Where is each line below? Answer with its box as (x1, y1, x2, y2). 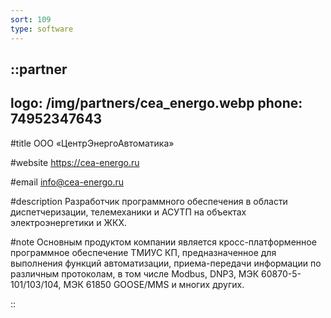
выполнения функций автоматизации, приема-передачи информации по (10, 257, 322, 269)
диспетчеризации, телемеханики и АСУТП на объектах (10, 206, 247, 218)
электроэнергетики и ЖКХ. (10, 216, 127, 228)
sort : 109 (10, 14, 52, 25)
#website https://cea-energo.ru (10, 156, 140, 168)
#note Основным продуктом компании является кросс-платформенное (10, 236, 317, 248)
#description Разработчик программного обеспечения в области (10, 195, 288, 207)
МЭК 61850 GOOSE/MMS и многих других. (63, 278, 245, 290)
